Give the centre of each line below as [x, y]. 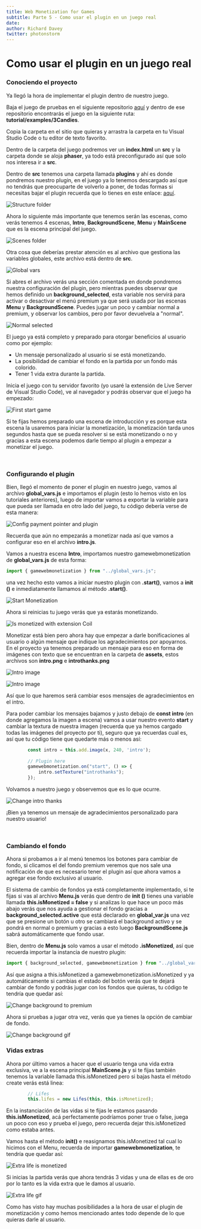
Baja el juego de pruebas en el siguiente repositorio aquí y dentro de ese [96, 107]
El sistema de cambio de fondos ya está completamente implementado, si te [100, 890]
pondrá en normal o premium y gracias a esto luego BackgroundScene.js [97, 928]
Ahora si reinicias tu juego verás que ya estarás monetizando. [82, 612]
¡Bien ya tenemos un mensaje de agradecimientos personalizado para [92, 813]
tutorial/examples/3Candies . [43, 120]
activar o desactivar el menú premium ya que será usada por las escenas [96, 301]
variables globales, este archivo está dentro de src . [69, 258]
